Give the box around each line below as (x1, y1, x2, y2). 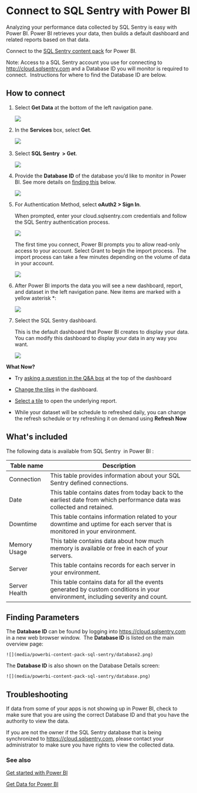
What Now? (6, 363, 35, 370)
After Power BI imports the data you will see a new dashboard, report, (14, 282, 183, 289)
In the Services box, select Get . (14, 126, 92, 133)
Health (9, 589, 28, 597)
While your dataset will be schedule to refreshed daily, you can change (14, 408, 186, 415)
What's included (6, 432, 68, 442)
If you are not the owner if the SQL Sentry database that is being (6, 729, 162, 736)
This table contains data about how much (50, 536, 164, 545)
